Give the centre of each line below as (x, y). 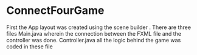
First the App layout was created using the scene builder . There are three (99, 27)
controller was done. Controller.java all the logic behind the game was (94, 40)
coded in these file (29, 47)
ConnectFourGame (55, 11)
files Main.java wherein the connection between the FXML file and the (94, 33)
